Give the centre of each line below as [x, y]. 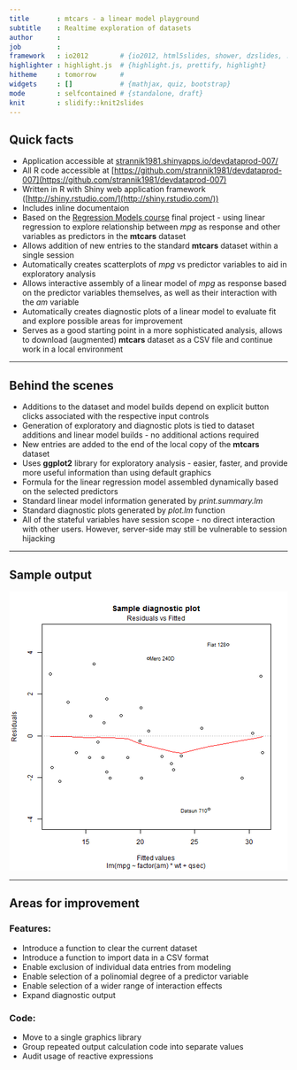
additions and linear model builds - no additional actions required [140, 435]
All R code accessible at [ [68, 171]
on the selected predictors [70, 492]
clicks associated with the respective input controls [115, 416]
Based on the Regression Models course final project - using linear [143, 218]
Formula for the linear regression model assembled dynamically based [150, 482]
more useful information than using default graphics [117, 473]
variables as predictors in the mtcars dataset [104, 236]
